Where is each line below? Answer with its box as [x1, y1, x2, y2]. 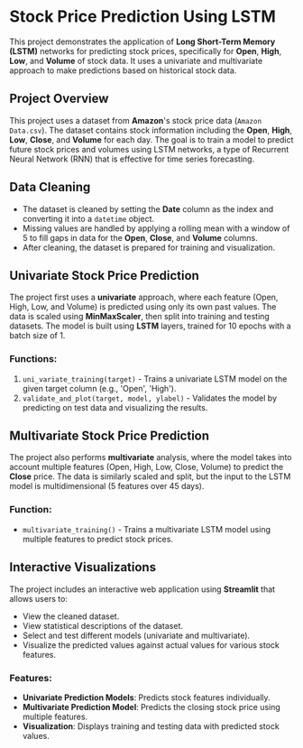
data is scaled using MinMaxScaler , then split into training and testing [9, 311, 271, 322]
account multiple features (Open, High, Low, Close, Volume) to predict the [9, 462, 284, 473]
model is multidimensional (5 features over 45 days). [9, 481, 205, 492]
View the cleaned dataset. [22, 611, 120, 622]
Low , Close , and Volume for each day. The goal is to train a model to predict [9, 134, 294, 145]
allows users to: [9, 593, 68, 604]
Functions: [9, 353, 58, 365]
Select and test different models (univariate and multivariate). [22, 630, 251, 641]
